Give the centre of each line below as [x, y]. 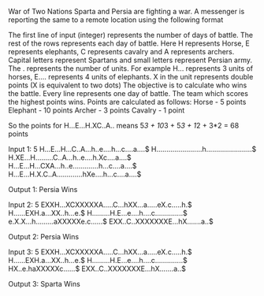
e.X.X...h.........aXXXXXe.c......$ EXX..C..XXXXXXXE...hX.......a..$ [111, 221]
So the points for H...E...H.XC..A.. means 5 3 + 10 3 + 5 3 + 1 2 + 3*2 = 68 [124, 126]
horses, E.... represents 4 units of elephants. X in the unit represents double [131, 77]
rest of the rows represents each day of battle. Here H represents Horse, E [129, 43]
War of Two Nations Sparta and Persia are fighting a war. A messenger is [126, 11]
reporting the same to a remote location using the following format [116, 20]
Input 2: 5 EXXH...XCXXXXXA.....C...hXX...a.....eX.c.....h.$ [100, 205]
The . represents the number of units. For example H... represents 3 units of [131, 68]
